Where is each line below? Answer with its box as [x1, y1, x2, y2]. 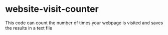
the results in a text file [5, 25, 53, 31]
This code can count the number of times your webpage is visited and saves [5, 20, 163, 26]
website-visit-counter [5, 3, 99, 15]
